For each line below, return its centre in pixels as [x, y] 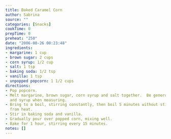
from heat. [21, 109]
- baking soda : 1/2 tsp [31, 72]
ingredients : [19, 48]
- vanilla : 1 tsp [24, 76]
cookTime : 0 [18, 29]
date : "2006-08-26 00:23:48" [36, 43]
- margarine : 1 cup [26, 52]
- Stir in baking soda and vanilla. [44, 114]
